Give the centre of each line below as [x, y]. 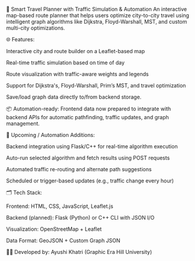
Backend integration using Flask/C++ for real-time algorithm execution [92, 146]
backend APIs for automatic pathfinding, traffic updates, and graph [88, 117]
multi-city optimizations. [35, 28]
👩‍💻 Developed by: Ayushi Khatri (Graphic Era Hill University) [79, 252]
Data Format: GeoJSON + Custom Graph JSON [63, 240]
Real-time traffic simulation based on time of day [66, 63]
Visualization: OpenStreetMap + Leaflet [54, 229]
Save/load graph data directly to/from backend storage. [74, 97]
